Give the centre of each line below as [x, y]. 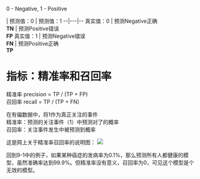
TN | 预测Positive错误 [33, 29]
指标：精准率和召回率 [59, 77]
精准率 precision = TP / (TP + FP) [47, 94]
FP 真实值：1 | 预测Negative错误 [46, 36]
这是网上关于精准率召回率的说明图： [51, 142]
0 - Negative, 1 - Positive [37, 9]
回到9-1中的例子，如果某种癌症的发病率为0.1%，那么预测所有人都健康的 [95, 155]
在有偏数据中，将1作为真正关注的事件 [52, 114]
